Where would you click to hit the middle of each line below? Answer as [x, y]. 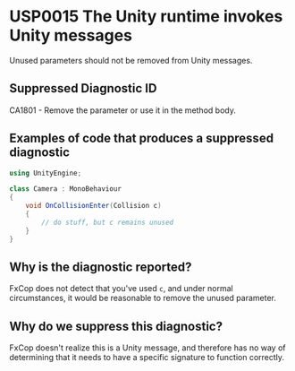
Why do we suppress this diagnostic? [116, 326]
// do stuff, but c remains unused [108, 222]
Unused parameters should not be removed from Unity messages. [131, 60]
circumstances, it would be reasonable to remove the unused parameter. [143, 298]
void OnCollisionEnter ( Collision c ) [94, 206]
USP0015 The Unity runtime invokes [146, 17]
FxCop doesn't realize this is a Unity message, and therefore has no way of [147, 348]
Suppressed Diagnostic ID [83, 88]
